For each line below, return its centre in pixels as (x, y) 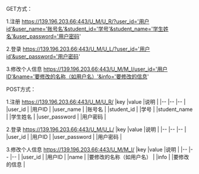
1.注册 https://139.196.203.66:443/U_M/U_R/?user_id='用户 (78, 21)
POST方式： (21, 89)
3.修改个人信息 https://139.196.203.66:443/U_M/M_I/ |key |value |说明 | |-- (97, 150)
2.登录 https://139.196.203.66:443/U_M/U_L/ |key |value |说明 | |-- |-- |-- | (96, 129)
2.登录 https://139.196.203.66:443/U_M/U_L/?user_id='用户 (78, 49)
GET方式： (19, 9)
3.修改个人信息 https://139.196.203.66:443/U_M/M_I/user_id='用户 (87, 69)
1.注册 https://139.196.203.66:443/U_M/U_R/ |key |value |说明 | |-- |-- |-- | (96, 102)
